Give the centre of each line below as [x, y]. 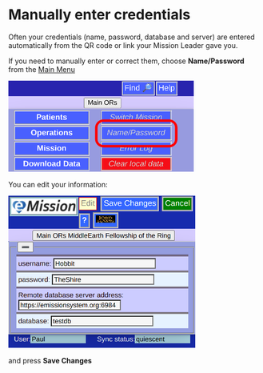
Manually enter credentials [100, 15]
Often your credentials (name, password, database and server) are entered [132, 37]
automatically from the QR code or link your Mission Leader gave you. [123, 45]
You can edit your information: [58, 184]
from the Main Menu [42, 69]
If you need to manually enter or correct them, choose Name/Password [126, 61]
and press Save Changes [50, 360]
